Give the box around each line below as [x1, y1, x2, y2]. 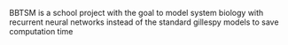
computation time [9, 26, 74, 36]
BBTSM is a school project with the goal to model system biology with [9, 8, 264, 18]
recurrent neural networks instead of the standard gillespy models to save [9, 17, 279, 27]
